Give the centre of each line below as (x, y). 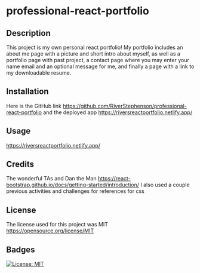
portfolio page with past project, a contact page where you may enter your (98, 60)
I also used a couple (165, 185)
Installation (27, 92)
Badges (21, 249)
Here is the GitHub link (34, 106)
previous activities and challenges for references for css (75, 191)
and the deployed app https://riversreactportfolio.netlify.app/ (118, 112)
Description (28, 33)
